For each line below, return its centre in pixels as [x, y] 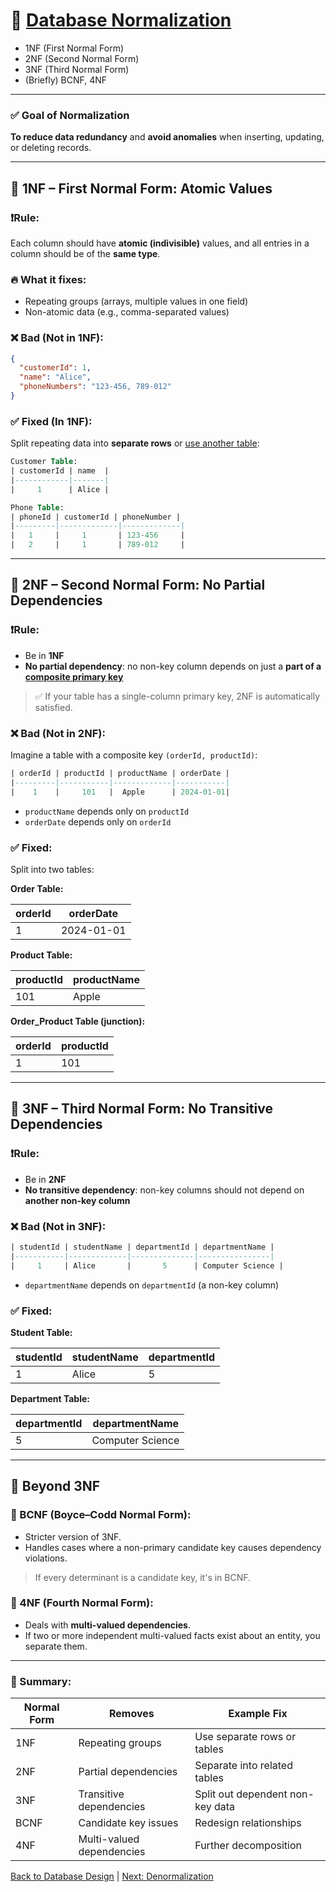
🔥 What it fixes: [48, 279]
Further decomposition [248, 1846]
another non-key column [77, 1200]
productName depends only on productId [107, 811]
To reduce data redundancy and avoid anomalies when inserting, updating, [167, 137]
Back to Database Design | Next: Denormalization [112, 1876]
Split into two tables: [52, 869]
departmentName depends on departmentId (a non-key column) [152, 1285]
